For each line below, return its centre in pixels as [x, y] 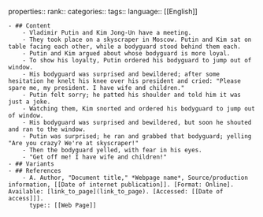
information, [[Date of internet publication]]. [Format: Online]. [121, 185]
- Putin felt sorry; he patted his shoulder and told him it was [132, 95]
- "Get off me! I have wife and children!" [95, 157]
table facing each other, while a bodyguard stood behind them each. [125, 47]
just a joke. [30, 102]
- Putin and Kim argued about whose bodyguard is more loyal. [126, 54]
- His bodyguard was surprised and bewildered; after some [121, 74]
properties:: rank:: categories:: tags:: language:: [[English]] [103, 11]
